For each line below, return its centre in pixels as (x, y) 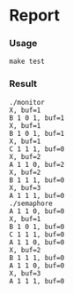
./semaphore (31, 203)
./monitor (27, 102)
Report (34, 16)
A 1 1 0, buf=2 (37, 164)
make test (27, 62)
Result (23, 83)
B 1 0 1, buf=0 (37, 226)
